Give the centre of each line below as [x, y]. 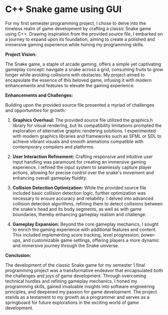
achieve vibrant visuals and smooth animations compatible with [78, 141]
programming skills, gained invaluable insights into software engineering [80, 286]
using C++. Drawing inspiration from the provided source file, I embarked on [84, 34]
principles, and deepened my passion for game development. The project [81, 292]
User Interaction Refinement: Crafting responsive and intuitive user [82, 156]
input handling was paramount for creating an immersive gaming [79, 162]
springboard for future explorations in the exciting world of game [72, 302]
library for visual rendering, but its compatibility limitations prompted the [87, 125]
